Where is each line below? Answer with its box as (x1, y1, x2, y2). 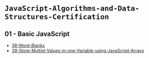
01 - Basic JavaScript (4, 29, 70, 38)
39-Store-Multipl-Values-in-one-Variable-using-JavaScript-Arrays (11, 48, 144, 53)
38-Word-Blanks (11, 43, 45, 48)
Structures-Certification (4, 13, 109, 22)
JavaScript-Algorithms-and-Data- (4, 4, 140, 13)
